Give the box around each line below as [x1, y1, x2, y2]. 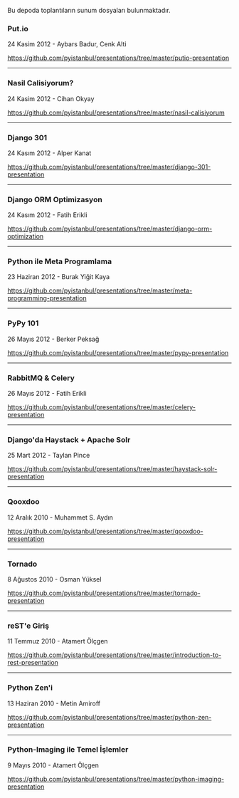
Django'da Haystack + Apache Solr [7, 435, 131, 444]
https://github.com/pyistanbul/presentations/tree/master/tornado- [7, 589, 201, 597]
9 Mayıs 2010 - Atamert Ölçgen [7, 761, 100, 770]
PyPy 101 [7, 318, 39, 328]
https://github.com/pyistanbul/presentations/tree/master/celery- [7, 403, 196, 411]
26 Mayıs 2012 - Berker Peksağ [7, 335, 100, 343]
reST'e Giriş [7, 621, 50, 631]
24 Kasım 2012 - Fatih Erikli [7, 211, 87, 219]
